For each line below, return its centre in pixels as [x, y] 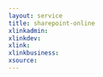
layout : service [35, 16]
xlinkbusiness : [34, 53]
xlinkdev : [25, 38]
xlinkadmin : [28, 30]
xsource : [23, 61]
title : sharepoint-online [51, 23]
